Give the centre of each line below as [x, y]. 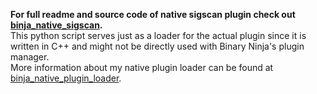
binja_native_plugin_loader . [66, 78]
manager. [30, 57]
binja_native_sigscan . [56, 25]
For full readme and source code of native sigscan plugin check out [153, 14]
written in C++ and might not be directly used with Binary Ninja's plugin [157, 46]
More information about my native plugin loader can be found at [142, 67]
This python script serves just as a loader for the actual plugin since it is [158, 35]
